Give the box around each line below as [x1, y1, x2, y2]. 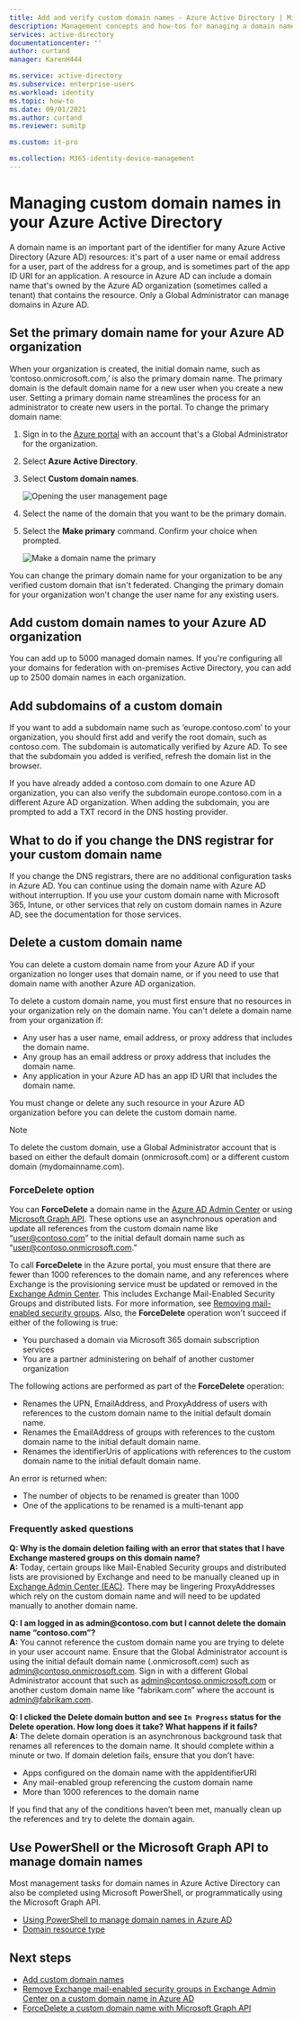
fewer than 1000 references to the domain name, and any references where [9, 1269, 289, 1280]
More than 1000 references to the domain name [22, 1787, 200, 1798]
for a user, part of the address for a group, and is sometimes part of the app [9, 260, 290, 271]
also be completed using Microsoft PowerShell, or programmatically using [9, 1888, 283, 1899]
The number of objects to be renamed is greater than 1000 [22, 1491, 240, 1501]
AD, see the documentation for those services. [9, 909, 182, 920]
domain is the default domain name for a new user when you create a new [9, 382, 284, 393]
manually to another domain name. [9, 1600, 138, 1611]
